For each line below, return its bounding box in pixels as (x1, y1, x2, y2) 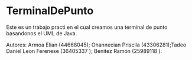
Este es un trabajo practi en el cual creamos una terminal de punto (6, 24, 168, 31)
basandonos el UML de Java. (6, 29, 77, 36)
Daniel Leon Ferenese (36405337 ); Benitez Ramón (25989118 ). (6, 47, 162, 54)
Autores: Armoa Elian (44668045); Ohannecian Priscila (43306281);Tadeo (6, 41, 187, 48)
